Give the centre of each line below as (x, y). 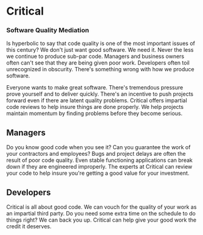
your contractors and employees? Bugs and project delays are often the (96, 154)
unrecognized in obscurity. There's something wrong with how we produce (100, 69)
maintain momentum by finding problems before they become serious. (95, 113)
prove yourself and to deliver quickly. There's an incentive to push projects (100, 94)
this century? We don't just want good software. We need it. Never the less (100, 50)
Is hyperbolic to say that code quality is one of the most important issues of (101, 43)
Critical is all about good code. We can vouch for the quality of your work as (101, 207)
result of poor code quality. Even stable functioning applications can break (99, 160)
